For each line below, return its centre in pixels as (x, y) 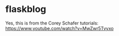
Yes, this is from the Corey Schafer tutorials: (52, 23)
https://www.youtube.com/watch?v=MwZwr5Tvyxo (60, 28)
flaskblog (26, 9)
